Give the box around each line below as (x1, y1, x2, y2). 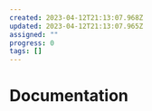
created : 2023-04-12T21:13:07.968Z (9, 13, 144, 23)
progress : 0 (9, 38, 54, 48)
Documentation (9, 86, 129, 106)
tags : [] (9, 47, 43, 56)
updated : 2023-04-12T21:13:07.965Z (9, 22, 144, 31)
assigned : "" (9, 30, 59, 39)
